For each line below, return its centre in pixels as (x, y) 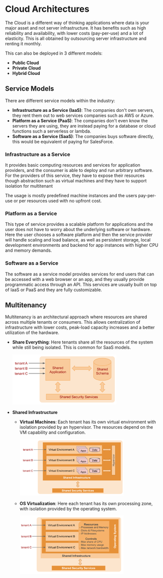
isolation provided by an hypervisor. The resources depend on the (86, 427)
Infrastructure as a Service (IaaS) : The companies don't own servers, (83, 110)
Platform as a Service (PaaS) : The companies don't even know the (80, 120)
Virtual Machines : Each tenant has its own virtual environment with (88, 422)
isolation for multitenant (29, 186)
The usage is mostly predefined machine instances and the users (71, 196)
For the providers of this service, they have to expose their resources (75, 175)
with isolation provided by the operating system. (68, 509)
